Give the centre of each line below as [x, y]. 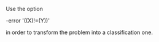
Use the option [25, 9]
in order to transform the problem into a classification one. [79, 32]
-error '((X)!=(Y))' [28, 20]
